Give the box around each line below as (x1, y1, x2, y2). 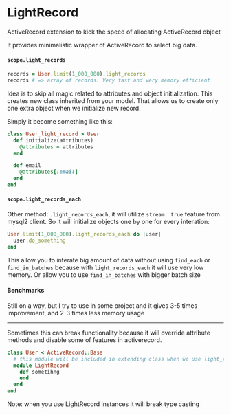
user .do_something (13, 237, 67, 244)
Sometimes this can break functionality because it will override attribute (7, 328, 211, 337)
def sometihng (19, 368, 60, 375)
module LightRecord (13, 362, 69, 369)
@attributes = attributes (19, 143, 94, 150)
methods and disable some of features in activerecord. (7, 335, 162, 344)
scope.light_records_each (7, 196, 81, 203)
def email (13, 162, 41, 169)
